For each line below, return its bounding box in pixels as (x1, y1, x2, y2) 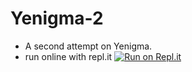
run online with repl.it (24, 50, 113, 62)
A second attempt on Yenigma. (24, 40, 153, 52)
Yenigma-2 (10, 7, 104, 30)
